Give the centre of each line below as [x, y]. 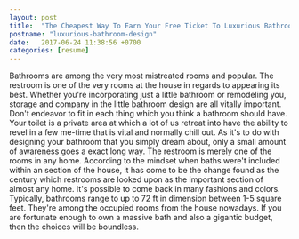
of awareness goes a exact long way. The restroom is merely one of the [141, 151]
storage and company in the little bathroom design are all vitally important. [145, 104]
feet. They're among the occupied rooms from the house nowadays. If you [145, 208]
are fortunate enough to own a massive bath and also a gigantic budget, [141, 218]
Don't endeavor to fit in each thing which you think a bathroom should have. [148, 114]
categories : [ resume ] [49, 51]
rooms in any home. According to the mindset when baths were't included [145, 161]
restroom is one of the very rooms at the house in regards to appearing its [145, 85]
